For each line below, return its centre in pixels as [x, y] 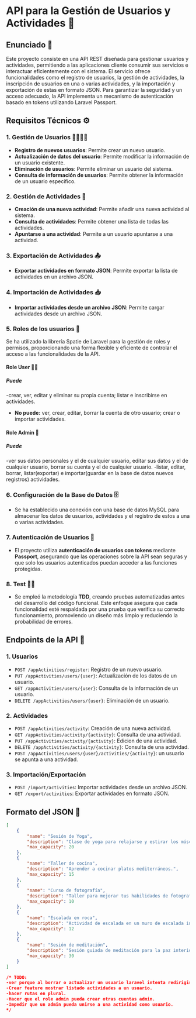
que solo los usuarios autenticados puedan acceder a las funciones [96, 562]
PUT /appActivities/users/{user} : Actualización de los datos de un [96, 675]
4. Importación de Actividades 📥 [53, 293]
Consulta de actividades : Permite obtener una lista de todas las [92, 221]
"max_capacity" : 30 [51, 956]
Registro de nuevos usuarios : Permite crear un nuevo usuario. [90, 150]
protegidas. [28, 569]
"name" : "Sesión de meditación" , [68, 945]
